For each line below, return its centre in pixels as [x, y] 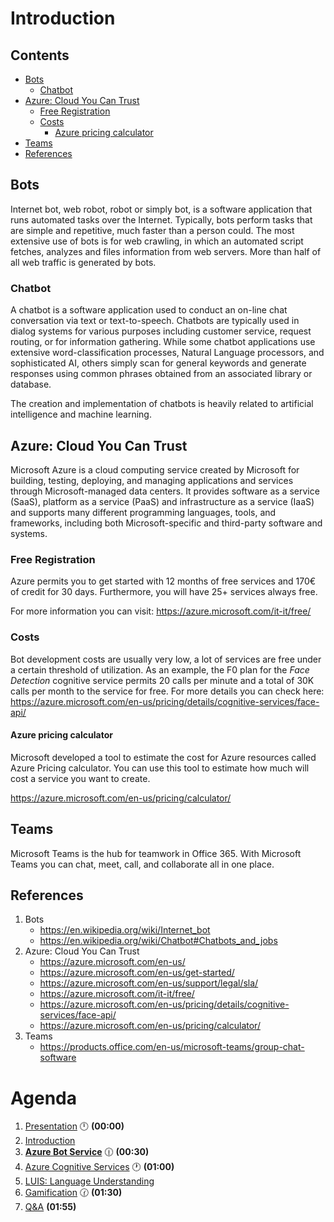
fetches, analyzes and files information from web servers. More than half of [166, 251]
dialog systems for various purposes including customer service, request [161, 331]
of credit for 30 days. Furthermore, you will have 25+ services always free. [164, 592]
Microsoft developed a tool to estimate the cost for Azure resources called [163, 757]
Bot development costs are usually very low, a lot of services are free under [166, 659]
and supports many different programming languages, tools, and [143, 512]
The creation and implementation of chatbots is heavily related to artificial [162, 404]
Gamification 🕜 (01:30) [73, 1193]
